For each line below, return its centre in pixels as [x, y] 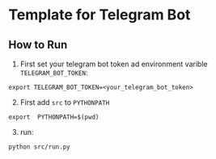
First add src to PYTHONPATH [65, 102]
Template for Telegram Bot [100, 15]
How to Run [38, 45]
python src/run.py [39, 147]
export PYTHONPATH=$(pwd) [54, 117]
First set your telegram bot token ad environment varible [114, 64]
